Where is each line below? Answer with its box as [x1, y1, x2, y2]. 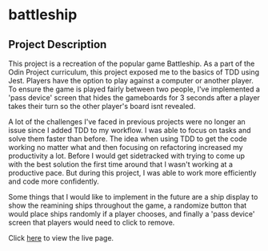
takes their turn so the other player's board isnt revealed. [8, 102, 196, 111]
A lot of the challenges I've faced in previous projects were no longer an [8, 117, 246, 126]
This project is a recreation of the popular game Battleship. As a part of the [8, 59, 255, 68]
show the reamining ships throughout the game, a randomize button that [8, 200, 247, 210]
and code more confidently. [8, 176, 100, 186]
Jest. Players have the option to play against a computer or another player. [8, 76, 254, 85]
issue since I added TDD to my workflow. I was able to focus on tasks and [8, 126, 251, 135]
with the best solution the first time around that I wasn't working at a [8, 160, 234, 169]
